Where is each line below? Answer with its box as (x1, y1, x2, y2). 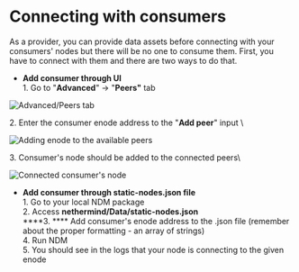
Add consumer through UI (22, 72, 122, 83)
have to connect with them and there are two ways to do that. (9, 55, 238, 66)
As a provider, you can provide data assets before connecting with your (9, 36, 275, 47)
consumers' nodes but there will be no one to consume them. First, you (9, 45, 275, 56)
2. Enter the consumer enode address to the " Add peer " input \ (9, 117, 244, 128)
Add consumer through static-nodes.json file (22, 186, 196, 197)
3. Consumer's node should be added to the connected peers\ (9, 151, 240, 163)
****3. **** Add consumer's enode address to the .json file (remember (22, 215, 290, 226)
